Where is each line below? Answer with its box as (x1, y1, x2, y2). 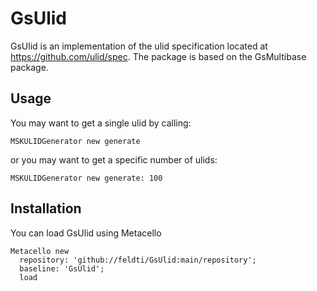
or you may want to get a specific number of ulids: (10, 153, 218, 166)
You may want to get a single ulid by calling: (10, 117, 192, 129)
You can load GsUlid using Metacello (10, 227, 162, 239)
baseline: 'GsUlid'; (19, 263, 105, 274)
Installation (10, 200, 82, 217)
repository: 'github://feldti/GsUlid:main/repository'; (19, 255, 257, 265)
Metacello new (10, 246, 70, 256)
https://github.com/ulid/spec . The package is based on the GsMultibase (10, 50, 307, 62)
